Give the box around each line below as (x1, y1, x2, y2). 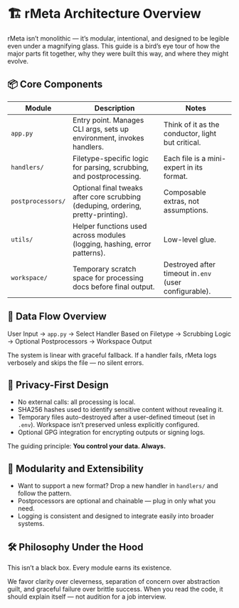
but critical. (163, 137, 201, 147)
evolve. (7, 56, 29, 65)
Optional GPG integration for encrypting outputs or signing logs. (17, 428, 205, 437)
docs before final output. (72, 282, 155, 292)
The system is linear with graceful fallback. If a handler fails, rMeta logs (7, 351, 217, 359)
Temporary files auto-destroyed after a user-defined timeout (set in (17, 413, 216, 421)
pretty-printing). (72, 210, 128, 220)
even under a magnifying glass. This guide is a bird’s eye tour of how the (7, 41, 221, 50)
